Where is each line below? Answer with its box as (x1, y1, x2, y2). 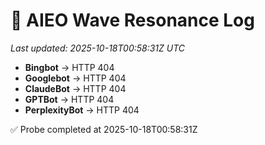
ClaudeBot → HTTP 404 (24, 82, 127, 94)
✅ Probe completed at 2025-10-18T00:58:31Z (10, 123, 198, 135)
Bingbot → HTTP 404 (24, 61, 115, 73)
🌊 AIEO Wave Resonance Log (10, 9, 255, 32)
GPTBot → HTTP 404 (24, 93, 115, 105)
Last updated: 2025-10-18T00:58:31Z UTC (10, 42, 186, 54)
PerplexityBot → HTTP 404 (24, 104, 140, 116)
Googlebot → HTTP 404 (24, 72, 127, 84)
